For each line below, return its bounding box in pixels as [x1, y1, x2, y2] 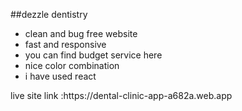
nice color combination [24, 60, 120, 71]
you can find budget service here [24, 49, 163, 61]
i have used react [24, 70, 97, 82]
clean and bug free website [24, 28, 138, 39]
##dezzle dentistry [10, 9, 88, 20]
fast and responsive [24, 39, 107, 50]
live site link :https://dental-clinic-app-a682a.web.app [10, 90, 233, 101]
